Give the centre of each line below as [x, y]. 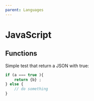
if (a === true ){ [24, 75]
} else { [14, 84]
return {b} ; [28, 80]
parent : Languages [24, 10]
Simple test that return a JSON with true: [47, 66]
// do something [31, 89]
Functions [21, 54]
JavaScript [28, 35]
